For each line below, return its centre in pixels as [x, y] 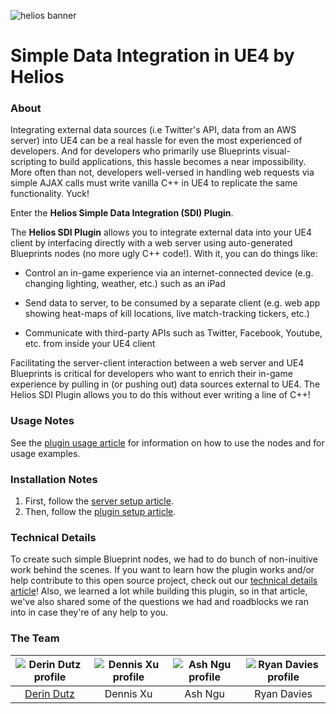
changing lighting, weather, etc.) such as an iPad [125, 284]
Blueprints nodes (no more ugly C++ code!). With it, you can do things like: [164, 254]
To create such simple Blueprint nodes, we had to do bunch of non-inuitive [164, 559]
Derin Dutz [49, 693]
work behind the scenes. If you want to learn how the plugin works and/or [162, 570]
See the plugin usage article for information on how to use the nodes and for [167, 442]
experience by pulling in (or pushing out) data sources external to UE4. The [165, 384]
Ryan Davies [283, 693]
